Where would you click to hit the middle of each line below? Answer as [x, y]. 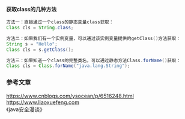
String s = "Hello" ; [32, 44]
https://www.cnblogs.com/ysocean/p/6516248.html [70, 96]
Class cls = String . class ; [40, 28]
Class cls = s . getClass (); [40, 50]
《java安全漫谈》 [26, 109]
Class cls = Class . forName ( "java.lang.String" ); [68, 66]
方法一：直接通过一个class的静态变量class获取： [60, 22]
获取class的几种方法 [32, 9]
